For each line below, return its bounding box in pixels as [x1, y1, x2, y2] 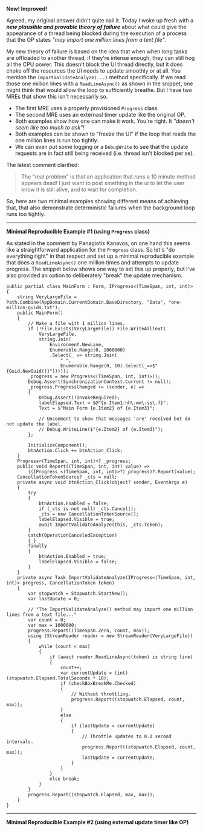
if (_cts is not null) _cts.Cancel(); [38, 506, 137, 512]
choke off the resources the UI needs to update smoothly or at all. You [6, 67, 181, 74]
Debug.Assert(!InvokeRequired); [38, 395, 120, 401]
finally [28, 543, 47, 549]
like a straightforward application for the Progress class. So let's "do [6, 246, 175, 253]
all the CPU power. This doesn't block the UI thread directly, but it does [6, 61, 183, 68]
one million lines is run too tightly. [14, 137, 98, 144]
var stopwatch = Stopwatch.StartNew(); [28, 591, 129, 597]
